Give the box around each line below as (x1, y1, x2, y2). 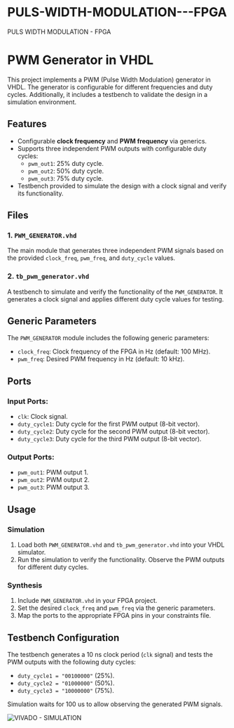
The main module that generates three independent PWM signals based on (7, 247, 224, 255)
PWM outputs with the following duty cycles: (7, 658, 137, 666)
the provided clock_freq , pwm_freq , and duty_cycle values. (7, 254, 176, 262)
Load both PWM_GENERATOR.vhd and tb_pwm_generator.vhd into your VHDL (17, 540, 225, 549)
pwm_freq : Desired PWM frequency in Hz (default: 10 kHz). (17, 355, 185, 363)
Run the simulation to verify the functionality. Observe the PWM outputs (17, 556, 225, 564)
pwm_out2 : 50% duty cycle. (27, 167, 104, 175)
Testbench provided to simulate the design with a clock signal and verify (17, 181, 227, 190)
